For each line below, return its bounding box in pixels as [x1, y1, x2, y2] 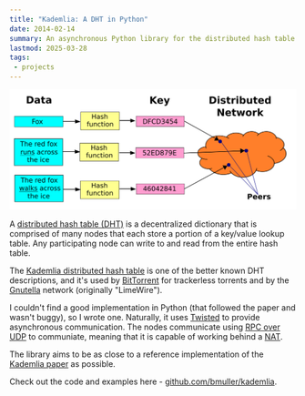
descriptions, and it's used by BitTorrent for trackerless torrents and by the [9, 275, 290, 286]
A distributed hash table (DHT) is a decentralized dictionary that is [9, 218, 258, 229]
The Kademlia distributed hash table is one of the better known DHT [9, 265, 265, 277]
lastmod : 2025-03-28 [9, 44, 88, 53]
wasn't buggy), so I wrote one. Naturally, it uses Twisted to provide [9, 312, 260, 323]
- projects [13, 63, 55, 72]
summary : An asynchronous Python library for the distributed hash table [9, 34, 296, 43]
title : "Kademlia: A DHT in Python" [9, 15, 148, 24]
